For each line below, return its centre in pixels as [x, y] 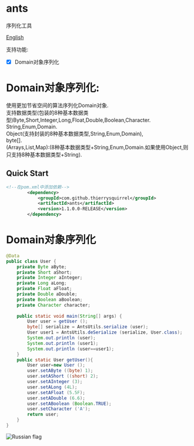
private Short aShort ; [44, 272]
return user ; [43, 415]
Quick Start [27, 173]
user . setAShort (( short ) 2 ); [63, 376]
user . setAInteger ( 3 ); [55, 382]
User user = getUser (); [58, 322]
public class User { [31, 261]
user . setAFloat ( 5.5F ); [56, 392]
